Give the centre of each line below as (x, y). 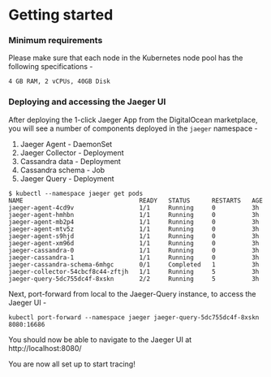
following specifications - (51, 67)
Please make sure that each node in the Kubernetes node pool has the (126, 58)
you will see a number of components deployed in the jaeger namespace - (133, 128)
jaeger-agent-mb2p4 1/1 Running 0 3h (134, 222)
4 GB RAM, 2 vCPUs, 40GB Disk (60, 82)
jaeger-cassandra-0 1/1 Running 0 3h (134, 250)
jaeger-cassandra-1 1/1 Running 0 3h (134, 258)
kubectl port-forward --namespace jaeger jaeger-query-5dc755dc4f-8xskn (134, 317)
